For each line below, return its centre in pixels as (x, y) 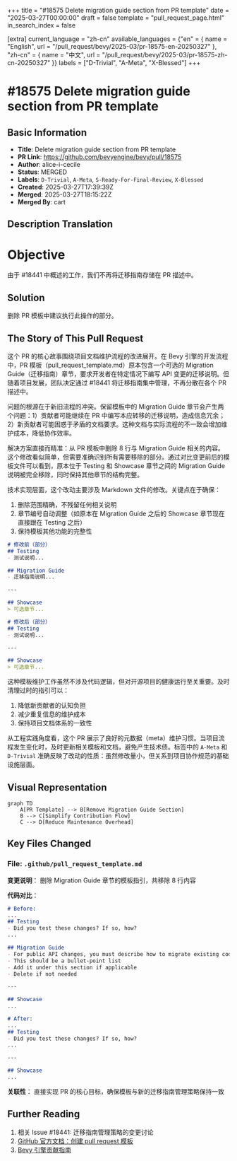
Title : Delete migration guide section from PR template (97, 149)
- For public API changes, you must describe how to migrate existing (113, 954)
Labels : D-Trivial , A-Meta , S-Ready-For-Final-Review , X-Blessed (110, 179)
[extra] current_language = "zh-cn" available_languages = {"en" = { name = (117, 39)
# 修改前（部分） (29, 544)
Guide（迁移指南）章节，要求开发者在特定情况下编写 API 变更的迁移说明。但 (119, 373)
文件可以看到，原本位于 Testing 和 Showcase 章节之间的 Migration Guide (119, 465)
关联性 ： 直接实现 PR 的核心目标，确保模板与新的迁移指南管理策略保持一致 (116, 1092)
